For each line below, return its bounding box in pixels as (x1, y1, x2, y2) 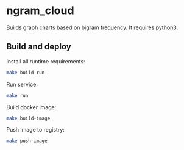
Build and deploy (6, 41, 71, 52)
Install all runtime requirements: (6, 57, 85, 65)
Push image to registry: (6, 126, 65, 134)
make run (6, 92, 29, 98)
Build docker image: (6, 103, 57, 110)
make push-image (6, 138, 48, 144)
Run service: (6, 80, 38, 88)
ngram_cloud (6, 4, 74, 18)
